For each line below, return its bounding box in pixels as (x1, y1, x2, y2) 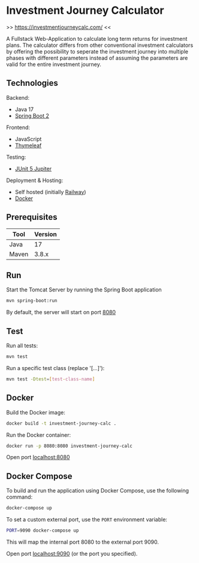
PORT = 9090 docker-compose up (6, 528, 79, 534)
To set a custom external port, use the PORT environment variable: (6, 516, 168, 523)
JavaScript (14, 135, 42, 142)
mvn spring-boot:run (6, 298, 58, 304)
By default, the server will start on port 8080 (6, 309, 116, 316)
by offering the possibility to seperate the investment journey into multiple (6, 47, 189, 55)
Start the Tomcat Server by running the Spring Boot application (6, 286, 162, 293)
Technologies (6, 78, 59, 88)
